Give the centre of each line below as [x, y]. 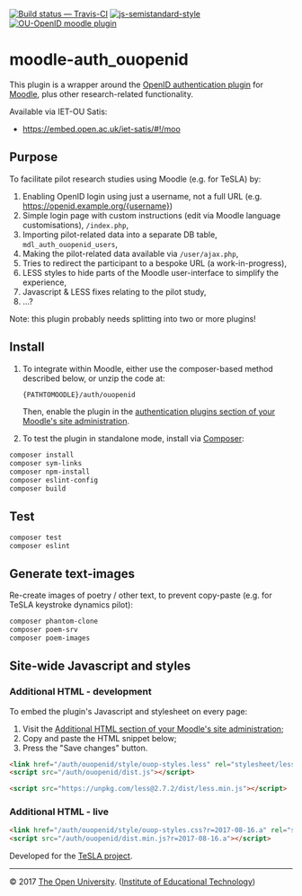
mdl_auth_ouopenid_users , [70, 244]
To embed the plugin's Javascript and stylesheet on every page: [129, 711]
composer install [42, 455]
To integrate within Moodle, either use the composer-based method [148, 368]
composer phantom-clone [54, 621]
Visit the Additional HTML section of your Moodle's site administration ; [153, 729]
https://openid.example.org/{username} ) [98, 206]
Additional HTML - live [59, 812]
